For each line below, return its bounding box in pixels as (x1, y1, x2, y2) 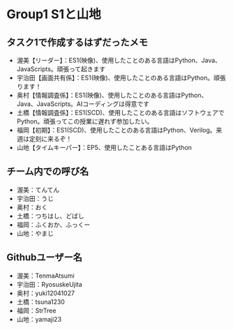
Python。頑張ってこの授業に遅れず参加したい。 (16, 117, 153, 126)
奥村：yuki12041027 (16, 289, 75, 297)
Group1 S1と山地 (6, 6, 102, 22)
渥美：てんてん (16, 186, 60, 194)
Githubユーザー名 (6, 252, 83, 264)
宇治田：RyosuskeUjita (16, 280, 83, 288)
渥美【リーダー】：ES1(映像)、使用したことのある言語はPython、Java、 (16, 57, 221, 64)
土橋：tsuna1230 (16, 297, 66, 306)
